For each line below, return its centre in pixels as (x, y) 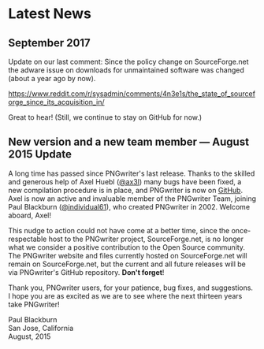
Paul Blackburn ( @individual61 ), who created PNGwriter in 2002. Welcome (129, 206)
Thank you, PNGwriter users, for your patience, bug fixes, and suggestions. (131, 288)
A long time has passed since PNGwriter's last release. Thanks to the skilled (132, 173)
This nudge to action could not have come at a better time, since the (119, 230)
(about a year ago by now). (52, 78)
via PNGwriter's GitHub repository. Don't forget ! (86, 272)
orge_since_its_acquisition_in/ (56, 102)
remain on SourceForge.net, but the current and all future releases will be (127, 264)
